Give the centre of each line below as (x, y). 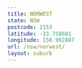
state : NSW (24, 21)
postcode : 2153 (30, 27)
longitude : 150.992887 (41, 40)
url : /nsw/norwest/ (36, 47)
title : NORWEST (30, 14)
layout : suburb (30, 54)
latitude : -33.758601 (40, 34)
